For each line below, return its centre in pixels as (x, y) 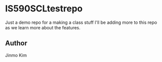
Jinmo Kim (16, 55)
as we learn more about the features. (43, 27)
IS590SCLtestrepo (44, 9)
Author (16, 43)
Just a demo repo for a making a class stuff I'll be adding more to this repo (81, 22)
